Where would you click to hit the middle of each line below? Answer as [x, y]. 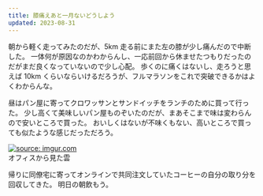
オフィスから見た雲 [39, 157]
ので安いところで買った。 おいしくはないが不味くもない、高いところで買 [126, 122]
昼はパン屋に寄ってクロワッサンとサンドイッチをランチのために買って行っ [129, 103]
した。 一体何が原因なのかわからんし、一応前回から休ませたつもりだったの [130, 56]
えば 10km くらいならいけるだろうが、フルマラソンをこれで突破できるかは [128, 76]
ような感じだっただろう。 [76, 132]
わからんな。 [35, 86]
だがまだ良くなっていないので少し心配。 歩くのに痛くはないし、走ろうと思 [130, 66]
